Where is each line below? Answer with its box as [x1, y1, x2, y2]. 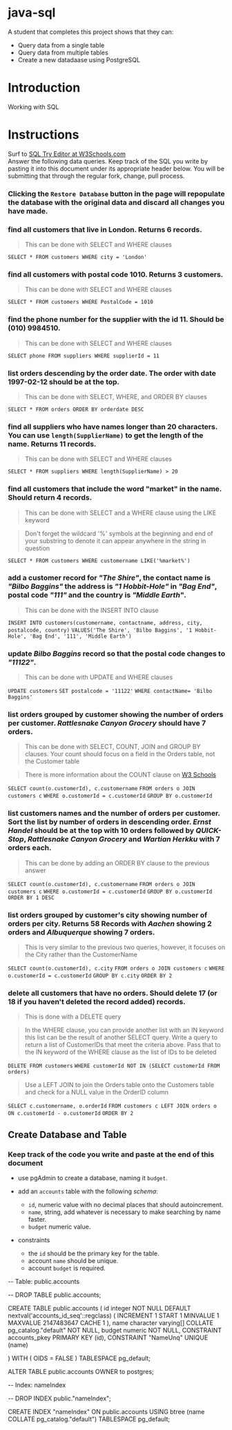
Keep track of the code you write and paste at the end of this [8, 1149, 215, 1159]
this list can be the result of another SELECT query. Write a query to [24, 1033, 218, 1041]
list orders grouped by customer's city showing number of [8, 910, 208, 919]
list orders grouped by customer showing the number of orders [8, 709, 224, 719]
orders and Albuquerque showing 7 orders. [8, 927, 155, 937]
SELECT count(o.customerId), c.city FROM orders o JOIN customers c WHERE [8, 965, 225, 972]
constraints [17, 1235, 50, 1244]
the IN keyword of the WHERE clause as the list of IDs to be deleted [24, 1048, 217, 1057]
